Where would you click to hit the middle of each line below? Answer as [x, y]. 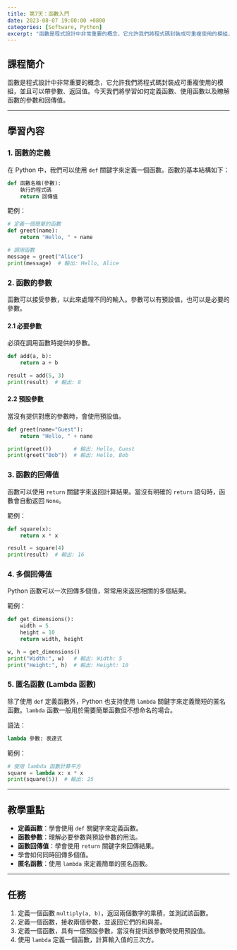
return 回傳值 [39, 196]
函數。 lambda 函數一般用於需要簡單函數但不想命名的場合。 [92, 710]
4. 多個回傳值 [30, 574]
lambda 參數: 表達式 [35, 738]
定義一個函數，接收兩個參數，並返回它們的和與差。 [92, 922]
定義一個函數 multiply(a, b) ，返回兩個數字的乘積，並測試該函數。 [115, 913]
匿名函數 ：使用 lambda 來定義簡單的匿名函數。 [84, 864]
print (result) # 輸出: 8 [44, 382]
